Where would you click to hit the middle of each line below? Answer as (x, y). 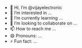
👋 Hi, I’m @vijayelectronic (36, 8)
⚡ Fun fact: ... (23, 41)
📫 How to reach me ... (33, 29)
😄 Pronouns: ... (26, 36)
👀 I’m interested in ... (31, 13)
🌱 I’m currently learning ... (36, 18)
